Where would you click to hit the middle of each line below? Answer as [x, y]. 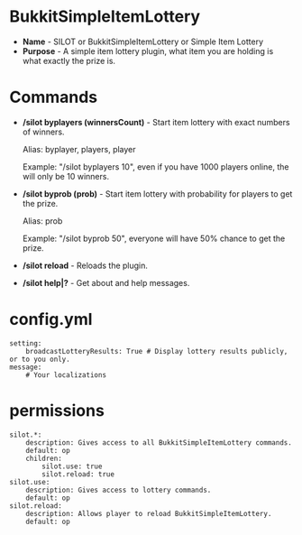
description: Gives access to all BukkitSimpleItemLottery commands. [159, 443]
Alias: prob [42, 221]
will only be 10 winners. [66, 176]
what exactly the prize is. [69, 60]
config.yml [51, 320]
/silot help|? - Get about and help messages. [106, 282]
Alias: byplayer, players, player [79, 149]
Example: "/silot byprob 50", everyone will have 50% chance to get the [154, 238]
